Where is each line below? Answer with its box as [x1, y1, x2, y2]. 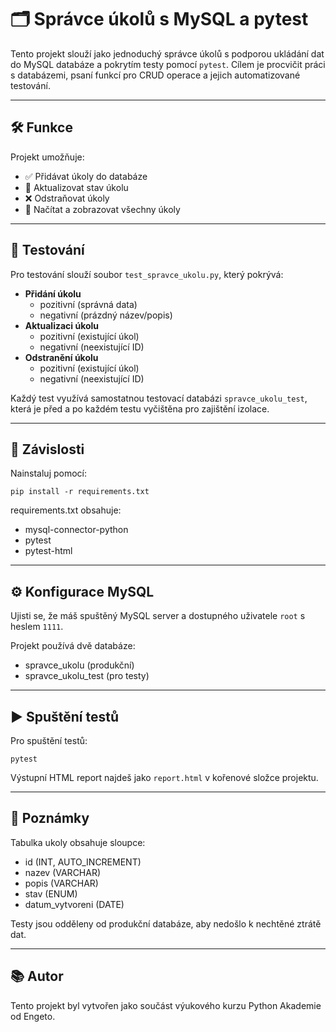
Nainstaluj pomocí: [10, 467, 88, 480]
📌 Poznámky [10, 810, 90, 827]
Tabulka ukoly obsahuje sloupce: [10, 836, 146, 848]
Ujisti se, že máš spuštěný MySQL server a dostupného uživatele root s [10, 610, 306, 622]
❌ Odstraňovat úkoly [24, 192, 110, 204]
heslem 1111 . [10, 621, 64, 633]
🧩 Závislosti [10, 441, 85, 458]
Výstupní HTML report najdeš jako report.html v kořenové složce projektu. [10, 772, 319, 783]
